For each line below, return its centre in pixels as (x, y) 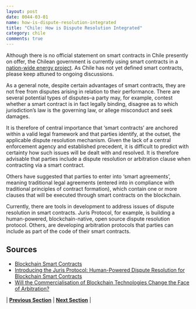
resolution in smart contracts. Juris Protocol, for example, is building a (90, 212)
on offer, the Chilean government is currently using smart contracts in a (92, 61)
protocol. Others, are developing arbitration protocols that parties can (90, 225)
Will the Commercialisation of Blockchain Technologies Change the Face (102, 282)
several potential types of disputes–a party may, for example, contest (89, 98)
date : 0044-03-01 (27, 17)
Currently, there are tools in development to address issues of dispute (90, 206)
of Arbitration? (32, 289)
